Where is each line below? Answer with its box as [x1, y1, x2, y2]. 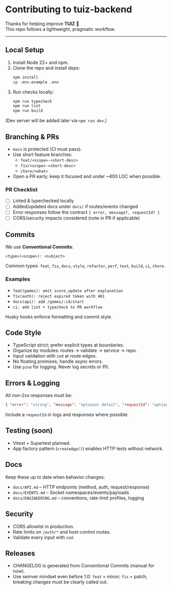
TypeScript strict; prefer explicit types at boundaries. [12, 342, 124, 348]
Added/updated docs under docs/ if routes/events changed [12, 204, 138, 210]
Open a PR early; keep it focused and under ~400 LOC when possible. [12, 173, 161, 179]
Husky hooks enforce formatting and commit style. [5, 313, 113, 320]
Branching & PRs [5, 132, 60, 141]
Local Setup [5, 46, 45, 54]
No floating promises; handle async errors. [12, 358, 103, 365]
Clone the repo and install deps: [12, 65, 80, 71]
